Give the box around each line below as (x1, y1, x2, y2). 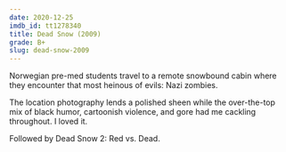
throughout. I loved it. (9, 116, 88, 127)
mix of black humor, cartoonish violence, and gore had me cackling (9, 107, 257, 117)
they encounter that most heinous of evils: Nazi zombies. (9, 80, 218, 91)
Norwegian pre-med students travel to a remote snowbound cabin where (9, 70, 278, 81)
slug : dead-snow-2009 (9, 46, 90, 55)
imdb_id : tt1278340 (9, 21, 82, 30)
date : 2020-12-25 (9, 12, 74, 22)
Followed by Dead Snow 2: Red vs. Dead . (9, 133, 160, 144)
